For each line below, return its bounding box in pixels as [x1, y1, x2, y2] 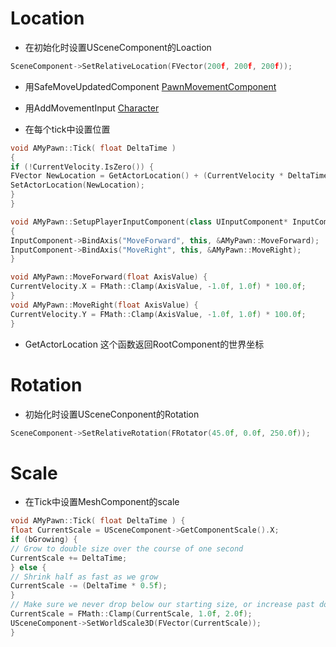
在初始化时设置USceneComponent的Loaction [24, 41, 212, 53]
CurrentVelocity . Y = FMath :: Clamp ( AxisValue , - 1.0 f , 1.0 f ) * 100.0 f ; [10, 309, 307, 319]
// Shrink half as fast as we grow [10, 572, 159, 582]
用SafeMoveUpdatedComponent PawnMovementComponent [24, 80, 277, 92]
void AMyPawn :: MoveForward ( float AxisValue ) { [10, 272, 208, 282]
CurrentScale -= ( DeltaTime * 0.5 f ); [10, 581, 168, 591]
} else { [10, 562, 47, 572]
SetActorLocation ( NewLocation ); [10, 180, 145, 191]
